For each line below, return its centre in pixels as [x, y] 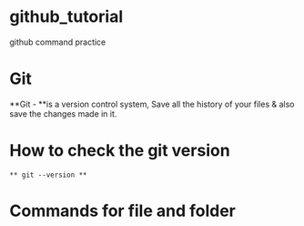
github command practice [58, 42]
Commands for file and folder [123, 211]
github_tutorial [66, 17]
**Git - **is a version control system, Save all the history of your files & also [152, 104]
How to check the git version [120, 151]
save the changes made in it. [63, 113]
